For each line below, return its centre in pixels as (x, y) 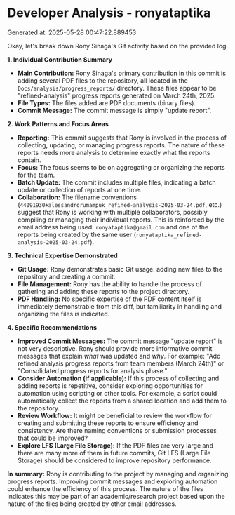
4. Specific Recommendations (52, 327)
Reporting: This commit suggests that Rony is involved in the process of (122, 138)
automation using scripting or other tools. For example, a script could (117, 393)
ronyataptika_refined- (169, 235)
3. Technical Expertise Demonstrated (62, 255)
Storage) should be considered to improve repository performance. (114, 460)
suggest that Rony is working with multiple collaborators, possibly (113, 212)
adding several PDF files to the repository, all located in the (102, 80)
